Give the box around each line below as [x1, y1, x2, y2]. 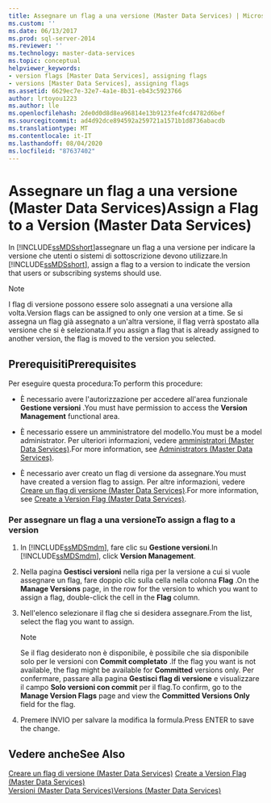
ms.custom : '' [8, 19, 56, 27]
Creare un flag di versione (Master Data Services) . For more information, [19, 486, 260, 496]
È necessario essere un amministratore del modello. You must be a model [19, 427, 262, 437]
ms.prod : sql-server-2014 [8, 34, 95, 43]
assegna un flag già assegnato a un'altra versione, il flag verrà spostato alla [8, 316, 260, 327]
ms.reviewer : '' [8, 42, 63, 50]
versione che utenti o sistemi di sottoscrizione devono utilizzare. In [8, 251, 228, 261]
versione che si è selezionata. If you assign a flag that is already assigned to [8, 325, 260, 335]
